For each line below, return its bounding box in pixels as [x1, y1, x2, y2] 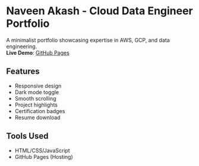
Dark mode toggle [14, 88, 59, 96]
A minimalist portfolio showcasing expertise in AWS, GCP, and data [6, 36, 170, 43]
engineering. [6, 43, 37, 50]
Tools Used [6, 131, 49, 141]
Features [6, 67, 40, 77]
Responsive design [14, 82, 62, 89]
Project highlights [14, 101, 58, 108]
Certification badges [14, 107, 65, 114]
